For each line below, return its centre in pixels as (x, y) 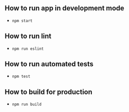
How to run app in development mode (64, 8)
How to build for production (48, 92)
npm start (22, 21)
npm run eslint (28, 49)
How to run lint (28, 36)
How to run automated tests (49, 64)
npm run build (27, 104)
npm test (21, 77)
